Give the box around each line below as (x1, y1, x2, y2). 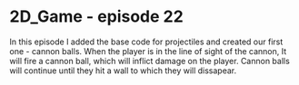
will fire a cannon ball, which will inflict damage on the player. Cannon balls (9, 55, 291, 66)
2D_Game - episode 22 (9, 6, 184, 27)
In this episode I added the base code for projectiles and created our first (9, 36, 284, 47)
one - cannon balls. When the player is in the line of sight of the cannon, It (9, 45, 287, 56)
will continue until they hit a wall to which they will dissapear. (9, 65, 237, 76)
